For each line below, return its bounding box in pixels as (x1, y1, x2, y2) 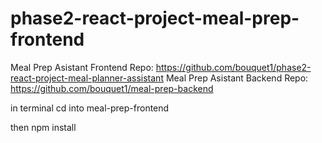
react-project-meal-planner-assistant (10, 72, 164, 84)
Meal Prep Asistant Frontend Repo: (10, 61, 154, 73)
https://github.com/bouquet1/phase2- (155, 61, 312, 73)
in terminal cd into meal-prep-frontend (10, 102, 170, 114)
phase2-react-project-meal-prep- (10, 7, 300, 30)
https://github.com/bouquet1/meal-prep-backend (10, 82, 214, 94)
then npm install (10, 121, 77, 133)
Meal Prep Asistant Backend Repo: (165, 72, 309, 84)
